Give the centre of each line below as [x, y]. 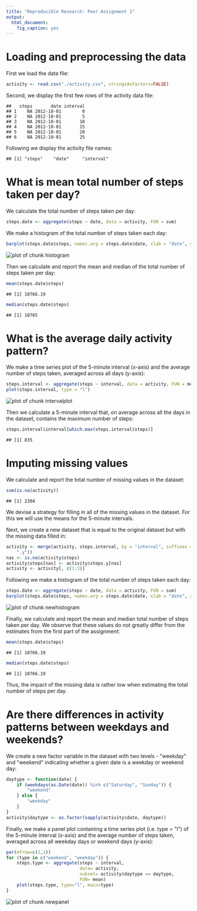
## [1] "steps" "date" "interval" [57, 159]
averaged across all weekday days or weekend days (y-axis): [80, 841]
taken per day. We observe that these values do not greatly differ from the [96, 625]
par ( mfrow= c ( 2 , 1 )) [28, 852]
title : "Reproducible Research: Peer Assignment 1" [70, 11]
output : [16, 17]
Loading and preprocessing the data [96, 57]
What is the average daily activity [89, 338]
